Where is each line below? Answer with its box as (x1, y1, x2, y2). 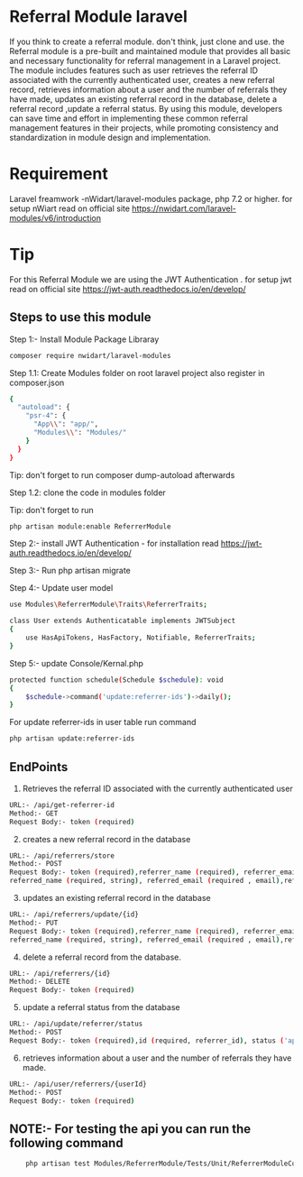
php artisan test (25, 1159, 91, 1169)
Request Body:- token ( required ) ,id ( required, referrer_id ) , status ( (9, 1035, 284, 1045)
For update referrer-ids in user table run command (9, 717, 197, 728)
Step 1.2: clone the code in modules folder (9, 487, 167, 498)
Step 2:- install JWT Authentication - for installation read (9, 538, 219, 549)
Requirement (9, 164, 108, 184)
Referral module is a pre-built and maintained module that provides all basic (9, 45, 291, 56)
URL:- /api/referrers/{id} (9, 969, 111, 978)
